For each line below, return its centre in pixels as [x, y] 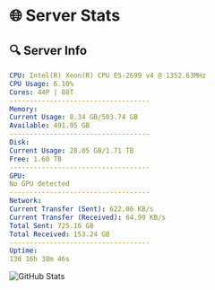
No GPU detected [39, 184]
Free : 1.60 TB [36, 159]
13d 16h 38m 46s [39, 259]
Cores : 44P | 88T [42, 92]
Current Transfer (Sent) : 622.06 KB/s [82, 209]
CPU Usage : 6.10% [42, 83]
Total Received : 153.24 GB [60, 234]
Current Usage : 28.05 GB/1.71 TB [72, 150]
